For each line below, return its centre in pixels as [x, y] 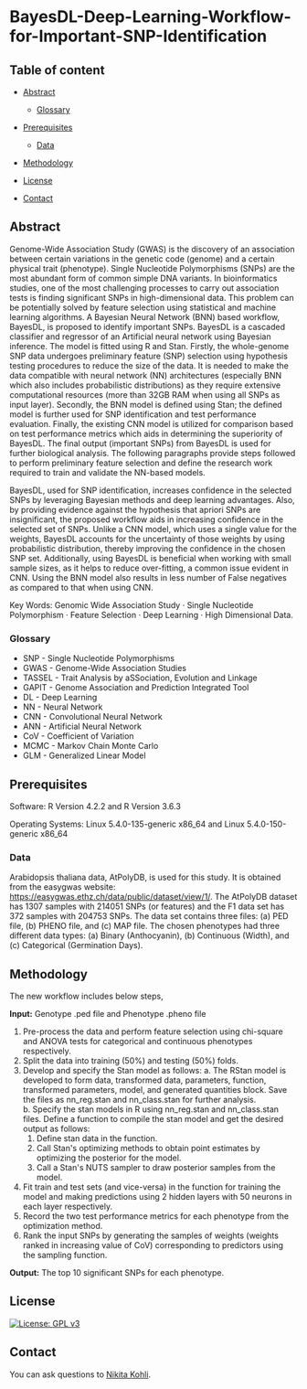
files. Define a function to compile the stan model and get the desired [153, 1119]
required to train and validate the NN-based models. [107, 472]
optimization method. [63, 1226]
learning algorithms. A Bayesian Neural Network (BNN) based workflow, [145, 316]
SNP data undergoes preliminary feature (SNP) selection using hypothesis [148, 356]
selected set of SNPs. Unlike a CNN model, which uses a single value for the [153, 529]
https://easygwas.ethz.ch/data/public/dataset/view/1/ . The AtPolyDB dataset [153, 897]
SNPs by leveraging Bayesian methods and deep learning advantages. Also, [152, 499]
